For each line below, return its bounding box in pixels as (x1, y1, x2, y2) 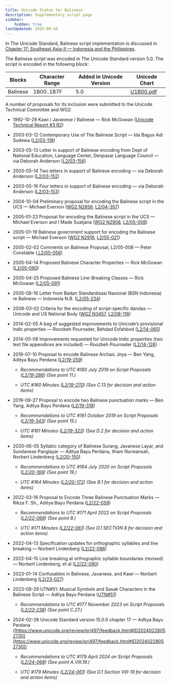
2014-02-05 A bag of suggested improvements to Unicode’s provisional (12, 321, 163, 327)
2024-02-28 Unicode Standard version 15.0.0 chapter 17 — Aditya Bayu (12, 617, 164, 623)
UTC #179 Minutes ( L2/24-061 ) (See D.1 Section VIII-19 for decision (20, 669, 161, 675)
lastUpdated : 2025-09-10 (5, 27, 58, 32)
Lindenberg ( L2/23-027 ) (12, 576, 64, 583)
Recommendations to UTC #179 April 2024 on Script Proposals (20, 653, 153, 660)
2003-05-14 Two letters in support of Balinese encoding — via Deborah (12, 168, 163, 174)
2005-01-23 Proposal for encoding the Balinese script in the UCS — (12, 214, 155, 220)
